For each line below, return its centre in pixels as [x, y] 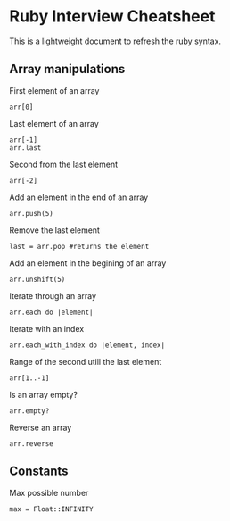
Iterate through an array [53, 295]
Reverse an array [41, 427]
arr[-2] [24, 180]
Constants [39, 471]
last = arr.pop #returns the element [79, 246]
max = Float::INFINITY [51, 509]
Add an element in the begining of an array [88, 263]
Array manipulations [67, 69]
